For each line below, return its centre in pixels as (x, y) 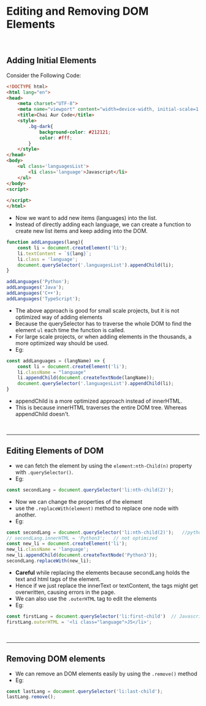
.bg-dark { (41, 126)
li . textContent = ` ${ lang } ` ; (55, 253)
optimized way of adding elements (59, 317)
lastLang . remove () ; (31, 697)
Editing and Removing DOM (78, 11)
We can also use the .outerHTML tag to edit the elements (86, 598)
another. (26, 514)
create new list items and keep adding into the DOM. (82, 231)
